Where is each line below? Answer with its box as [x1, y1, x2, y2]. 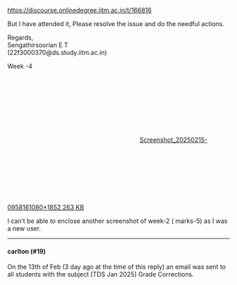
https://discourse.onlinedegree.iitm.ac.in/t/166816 [7, 6, 152, 14]
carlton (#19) [7, 247, 46, 255]
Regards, [7, 33, 34, 42]
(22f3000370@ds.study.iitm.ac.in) [7, 49, 107, 56]
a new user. [7, 224, 41, 232]
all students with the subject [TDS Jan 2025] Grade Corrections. [7, 270, 194, 279]
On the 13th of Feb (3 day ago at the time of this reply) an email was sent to [7, 262, 226, 271]
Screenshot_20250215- [140, 135, 208, 144]
